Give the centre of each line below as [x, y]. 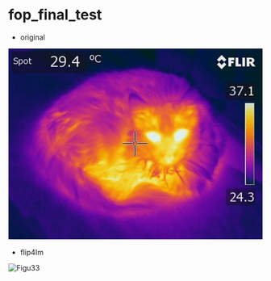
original [33, 37]
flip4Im [32, 252]
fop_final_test [55, 15]
